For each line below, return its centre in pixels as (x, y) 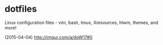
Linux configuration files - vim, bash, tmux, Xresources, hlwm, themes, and (81, 22)
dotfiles (21, 9)
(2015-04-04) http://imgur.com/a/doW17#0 (49, 37)
